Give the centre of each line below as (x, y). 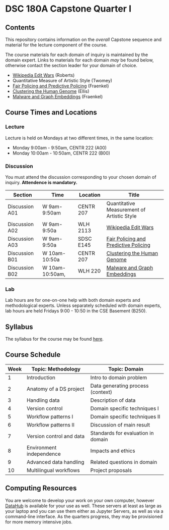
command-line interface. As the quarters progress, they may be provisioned (84, 516)
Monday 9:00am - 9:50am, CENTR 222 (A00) (60, 147)
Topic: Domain (125, 369)
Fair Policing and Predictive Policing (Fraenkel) (61, 86)
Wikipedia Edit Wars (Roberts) (44, 75)
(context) (101, 392)
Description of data (113, 400)
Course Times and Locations (51, 112)
